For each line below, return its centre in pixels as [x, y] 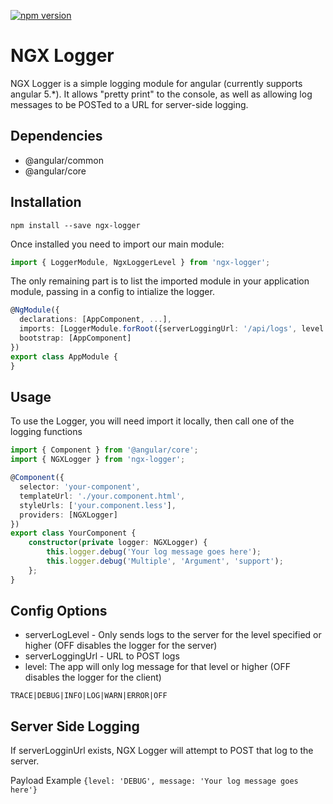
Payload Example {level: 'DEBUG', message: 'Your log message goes [154, 781]
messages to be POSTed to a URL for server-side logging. [129, 104]
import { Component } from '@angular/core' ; [104, 450]
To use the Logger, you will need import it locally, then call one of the [152, 421]
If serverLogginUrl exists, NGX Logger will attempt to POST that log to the [162, 751]
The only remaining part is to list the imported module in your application [160, 281]
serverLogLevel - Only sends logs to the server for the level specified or [173, 635]
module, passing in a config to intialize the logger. [112, 292]
